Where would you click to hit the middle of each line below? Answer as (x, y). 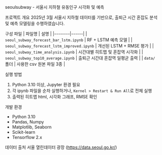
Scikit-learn (24, 132)
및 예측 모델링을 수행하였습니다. (35, 23)
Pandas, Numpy (28, 122)
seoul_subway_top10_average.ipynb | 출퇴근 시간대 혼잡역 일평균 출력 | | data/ (80, 58)
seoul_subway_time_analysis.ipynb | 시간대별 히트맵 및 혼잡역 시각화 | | (74, 52)
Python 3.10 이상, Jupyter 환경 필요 (46, 85)
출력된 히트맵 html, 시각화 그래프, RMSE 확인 (55, 97)
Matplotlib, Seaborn (32, 127)
